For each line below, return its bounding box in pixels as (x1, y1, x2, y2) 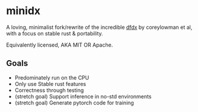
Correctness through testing (14, 87, 84, 94)
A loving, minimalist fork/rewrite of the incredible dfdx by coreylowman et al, (6, 24, 193, 31)
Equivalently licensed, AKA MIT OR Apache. (6, 41, 113, 48)
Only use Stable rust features (14, 80, 87, 87)
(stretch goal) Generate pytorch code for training (14, 99, 135, 106)
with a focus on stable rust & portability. (6, 29, 104, 37)
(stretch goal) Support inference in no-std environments (14, 93, 152, 100)
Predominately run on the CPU (14, 74, 90, 81)
